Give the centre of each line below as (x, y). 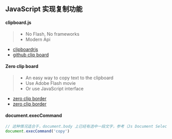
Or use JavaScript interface (55, 88)
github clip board (31, 55)
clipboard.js (18, 22)
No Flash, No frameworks (52, 34)
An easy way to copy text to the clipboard (69, 78)
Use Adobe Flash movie (50, 83)
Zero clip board (22, 66)
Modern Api (38, 39)
